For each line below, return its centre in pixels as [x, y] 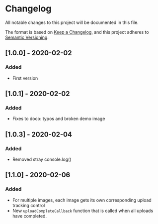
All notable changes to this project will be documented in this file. [72, 22]
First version [25, 78]
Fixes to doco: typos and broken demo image [59, 119]
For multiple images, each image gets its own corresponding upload [82, 200]
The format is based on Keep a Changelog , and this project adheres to [77, 32]
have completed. [30, 216]
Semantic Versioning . [27, 37]
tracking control [29, 205]
